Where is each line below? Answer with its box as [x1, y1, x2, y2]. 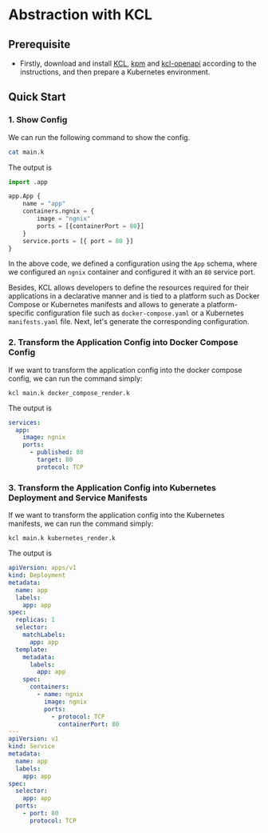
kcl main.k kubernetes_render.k [8, 535, 116, 543]
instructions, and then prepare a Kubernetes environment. [19, 67, 211, 77]
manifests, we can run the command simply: [8, 519, 154, 529]
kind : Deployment [8, 571, 66, 579]
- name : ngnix [37, 691, 84, 699]
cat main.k [8, 148, 45, 156]
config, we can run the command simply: [8, 374, 143, 383]
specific [8, 308, 35, 318]
